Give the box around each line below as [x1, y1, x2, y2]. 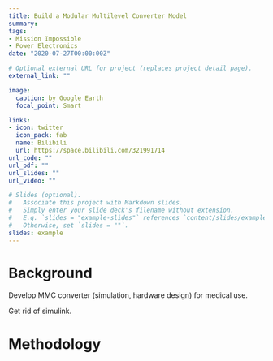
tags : [8, 27, 27, 35]
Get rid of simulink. [8, 306, 72, 316]
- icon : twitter [8, 123, 63, 132]
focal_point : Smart [15, 101, 82, 110]
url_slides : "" [8, 169, 60, 177]
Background [8, 264, 93, 282]
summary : [8, 19, 38, 28]
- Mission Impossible [8, 34, 82, 43]
